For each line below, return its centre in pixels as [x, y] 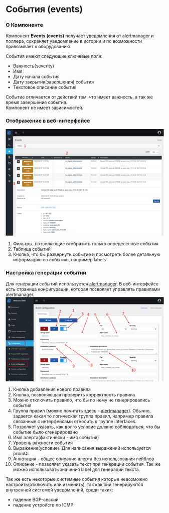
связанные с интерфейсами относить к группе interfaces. [75, 421]
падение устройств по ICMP [43, 505]
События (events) [44, 9]
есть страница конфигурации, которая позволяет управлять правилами [83, 289]
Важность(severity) [34, 66]
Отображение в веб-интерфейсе [48, 121]
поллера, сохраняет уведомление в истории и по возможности [74, 41]
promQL [21, 453]
